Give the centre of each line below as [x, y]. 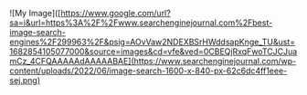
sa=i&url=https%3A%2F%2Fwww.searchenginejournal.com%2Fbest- [141, 23]
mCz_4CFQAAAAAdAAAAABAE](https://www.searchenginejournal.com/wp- [153, 61]
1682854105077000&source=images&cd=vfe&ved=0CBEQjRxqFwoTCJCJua [153, 52]
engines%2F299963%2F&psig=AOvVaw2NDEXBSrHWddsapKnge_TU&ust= [153, 42]
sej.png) [25, 80]
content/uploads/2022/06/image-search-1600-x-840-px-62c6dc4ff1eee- [148, 71]
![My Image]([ [35, 13]
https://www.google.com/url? [116, 13]
